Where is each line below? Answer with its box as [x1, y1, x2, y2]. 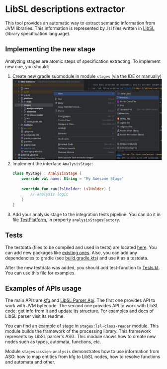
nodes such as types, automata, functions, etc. [5, 339, 101, 345]
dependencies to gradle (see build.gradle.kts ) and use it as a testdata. [5, 255, 149, 261]
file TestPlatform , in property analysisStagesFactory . [12, 217, 121, 223]
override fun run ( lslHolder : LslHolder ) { [21, 187, 111, 192]
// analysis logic [30, 192, 69, 197]
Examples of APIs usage [5, 284, 82, 293]
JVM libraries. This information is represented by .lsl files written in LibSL [5, 25, 155, 31]
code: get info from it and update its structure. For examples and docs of [5, 308, 154, 314]
